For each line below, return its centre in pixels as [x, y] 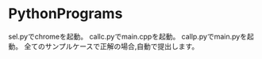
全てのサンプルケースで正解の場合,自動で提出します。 [111, 46]
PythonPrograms [65, 14]
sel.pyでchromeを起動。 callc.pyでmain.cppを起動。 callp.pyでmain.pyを [128, 36]
